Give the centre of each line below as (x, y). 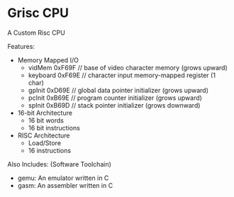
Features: (21, 46)
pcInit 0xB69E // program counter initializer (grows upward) (115, 98)
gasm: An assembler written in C (65, 185)
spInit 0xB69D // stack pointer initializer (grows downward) (114, 105)
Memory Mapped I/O (48, 60)
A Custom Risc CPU (36, 33)
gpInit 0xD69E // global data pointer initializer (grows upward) (118, 90)
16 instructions (50, 150)
